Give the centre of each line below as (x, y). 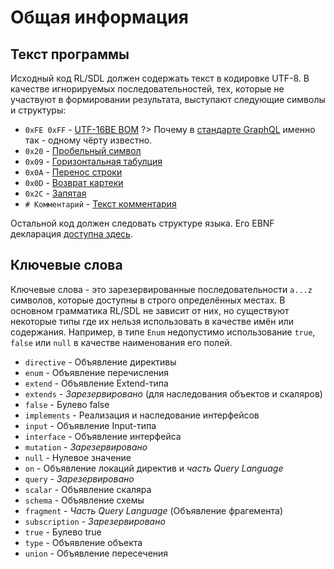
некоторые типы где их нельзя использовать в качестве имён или (152, 321)
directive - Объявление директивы (100, 362)
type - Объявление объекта (83, 542)
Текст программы (70, 54)
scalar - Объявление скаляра (88, 489)
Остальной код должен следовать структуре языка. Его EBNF (142, 223)
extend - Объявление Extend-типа (96, 383)
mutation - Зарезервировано (86, 447)
